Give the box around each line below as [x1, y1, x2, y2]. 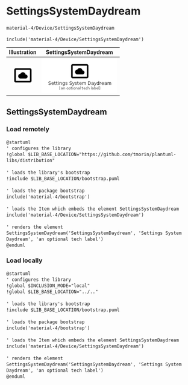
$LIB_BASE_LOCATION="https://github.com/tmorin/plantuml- [28, 151, 177, 157]
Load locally [6, 256, 43, 265]
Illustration [8, 48, 37, 56]
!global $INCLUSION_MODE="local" [6, 283, 90, 289]
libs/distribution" [6, 157, 55, 163]
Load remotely [6, 125, 50, 133]
